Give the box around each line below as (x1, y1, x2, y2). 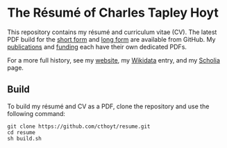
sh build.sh (7, 135, 42, 142)
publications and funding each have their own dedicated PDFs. (7, 42, 187, 51)
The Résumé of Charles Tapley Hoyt (7, 5, 219, 21)
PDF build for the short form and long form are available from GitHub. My (7, 35, 216, 43)
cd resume (7, 129, 36, 136)
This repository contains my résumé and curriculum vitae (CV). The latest (7, 28, 217, 36)
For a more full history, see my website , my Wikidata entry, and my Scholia (7, 56, 221, 64)
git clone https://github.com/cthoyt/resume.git (7, 123, 151, 130)
